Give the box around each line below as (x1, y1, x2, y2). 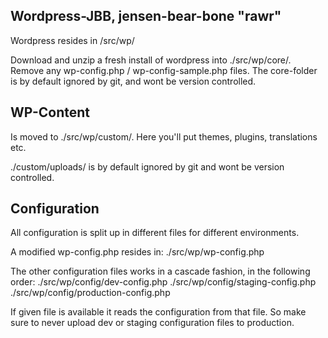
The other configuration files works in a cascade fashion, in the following (10, 265, 311, 278)
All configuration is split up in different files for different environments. (10, 227, 300, 239)
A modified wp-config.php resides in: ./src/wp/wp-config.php (10, 246, 265, 258)
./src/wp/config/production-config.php (10, 287, 171, 299)
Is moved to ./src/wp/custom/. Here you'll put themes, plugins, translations (10, 130, 318, 143)
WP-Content (10, 104, 91, 121)
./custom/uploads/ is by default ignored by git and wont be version (10, 160, 285, 173)
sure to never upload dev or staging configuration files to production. (10, 317, 295, 329)
